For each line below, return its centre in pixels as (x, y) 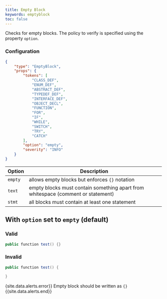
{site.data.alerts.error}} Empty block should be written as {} (66, 286)
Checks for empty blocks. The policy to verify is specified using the (74, 33)
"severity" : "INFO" (43, 150)
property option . (22, 38)
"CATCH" (40, 136)
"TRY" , (39, 131)
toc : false (16, 19)
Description (94, 171)
